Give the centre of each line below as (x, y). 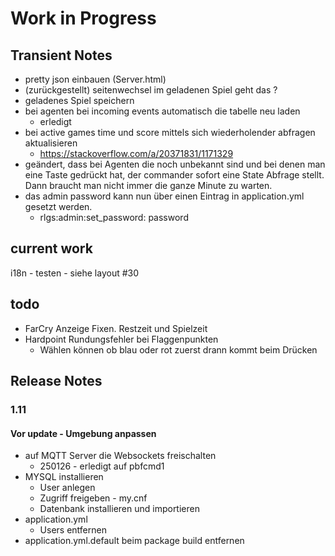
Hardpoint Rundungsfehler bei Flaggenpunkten (121, 339)
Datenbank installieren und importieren (119, 509)
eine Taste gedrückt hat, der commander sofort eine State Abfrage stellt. (174, 175)
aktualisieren (51, 143)
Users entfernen (73, 530)
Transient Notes (61, 55)
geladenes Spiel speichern (79, 100)
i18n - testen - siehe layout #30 (75, 273)
